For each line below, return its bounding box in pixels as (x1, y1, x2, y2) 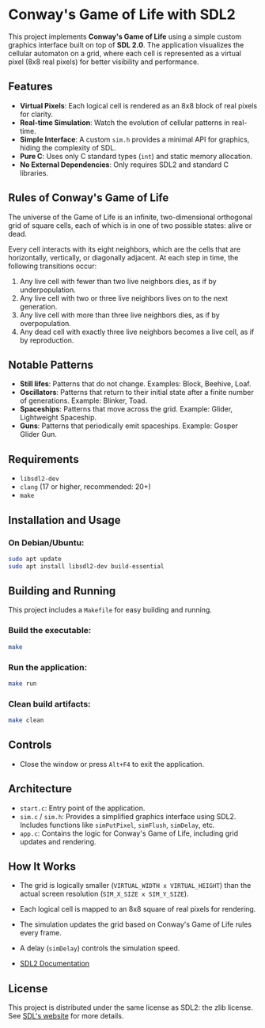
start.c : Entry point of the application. (19, 803, 146, 813)
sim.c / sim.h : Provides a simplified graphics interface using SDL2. (19, 811, 237, 821)
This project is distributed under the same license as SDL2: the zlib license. (8, 1003, 253, 1012)
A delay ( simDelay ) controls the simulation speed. (19, 943, 180, 953)
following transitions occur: (8, 261, 97, 271)
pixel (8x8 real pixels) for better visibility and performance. (8, 57, 199, 66)
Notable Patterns (8, 358, 93, 371)
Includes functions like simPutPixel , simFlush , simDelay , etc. (19, 820, 215, 829)
